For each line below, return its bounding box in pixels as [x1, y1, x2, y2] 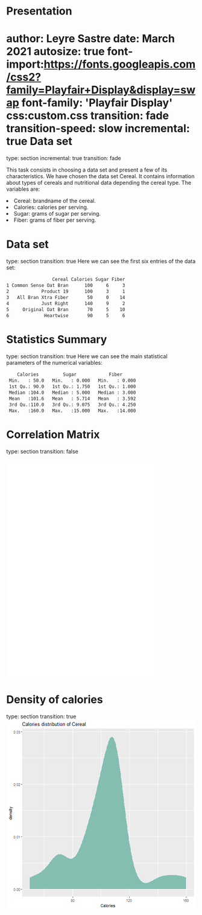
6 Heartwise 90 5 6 [6, 313, 125, 319]
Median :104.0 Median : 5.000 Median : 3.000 [8, 390, 136, 396]
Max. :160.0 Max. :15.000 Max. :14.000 [8, 408, 136, 414]
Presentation [6, 4, 72, 18]
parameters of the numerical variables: [6, 359, 103, 366]
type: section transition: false [6, 448, 78, 455]
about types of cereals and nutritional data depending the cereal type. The [6, 179, 192, 187]
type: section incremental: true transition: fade [6, 155, 122, 162]
